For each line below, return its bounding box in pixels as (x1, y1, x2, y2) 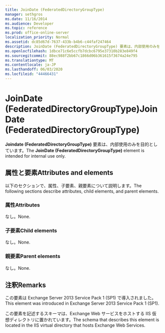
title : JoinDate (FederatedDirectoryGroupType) (5, 7, 105, 12)
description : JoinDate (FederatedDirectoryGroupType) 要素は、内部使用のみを (5, 44, 161, 49)
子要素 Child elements (5, 227, 58, 234)
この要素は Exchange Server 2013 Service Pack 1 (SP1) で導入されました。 (5, 295, 156, 301)
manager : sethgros (5, 12, 43, 17)
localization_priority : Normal (5, 35, 69, 40)
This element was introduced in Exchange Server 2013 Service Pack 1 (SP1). (5, 300, 160, 306)
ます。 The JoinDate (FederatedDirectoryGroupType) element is (13, 147, 145, 153)
